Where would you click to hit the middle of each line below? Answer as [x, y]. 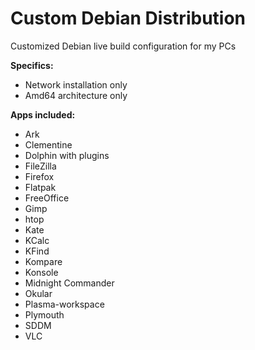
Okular [38, 293]
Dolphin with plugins [67, 155]
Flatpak [40, 187]
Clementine [48, 144]
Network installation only [76, 84]
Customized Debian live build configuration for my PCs [123, 46]
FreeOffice [47, 198]
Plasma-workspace [64, 304]
